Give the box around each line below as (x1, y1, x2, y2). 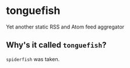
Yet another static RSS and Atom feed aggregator (6, 23, 125, 30)
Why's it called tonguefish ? (6, 40, 107, 50)
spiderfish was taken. (6, 55, 60, 62)
